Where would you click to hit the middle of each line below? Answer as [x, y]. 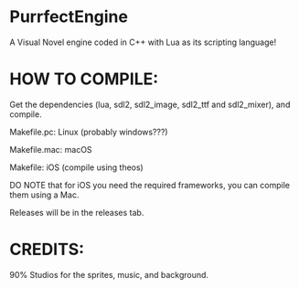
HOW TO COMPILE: [84, 79]
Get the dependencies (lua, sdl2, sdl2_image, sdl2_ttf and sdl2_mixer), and [150, 104]
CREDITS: [47, 250]
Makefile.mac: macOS [51, 149]
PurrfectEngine [69, 17]
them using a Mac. [44, 195]
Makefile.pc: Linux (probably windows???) [89, 132]
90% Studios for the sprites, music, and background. [109, 274]
